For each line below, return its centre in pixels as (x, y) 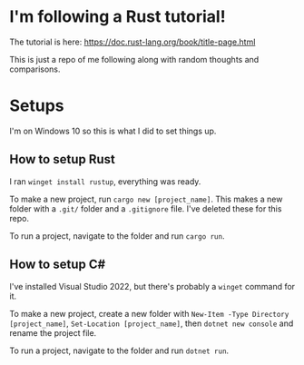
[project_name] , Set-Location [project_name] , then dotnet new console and (152, 323)
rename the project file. (53, 332)
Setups (37, 106)
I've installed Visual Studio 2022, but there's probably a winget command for (152, 286)
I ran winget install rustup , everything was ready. (105, 181)
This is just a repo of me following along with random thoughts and (134, 59)
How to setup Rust (63, 159)
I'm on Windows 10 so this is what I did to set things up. (113, 131)
